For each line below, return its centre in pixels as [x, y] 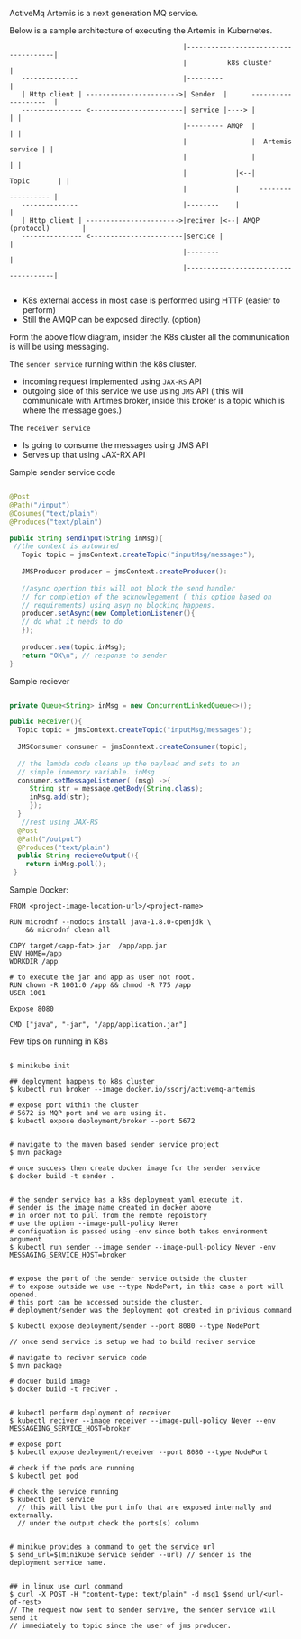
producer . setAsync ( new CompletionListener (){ [108, 613]
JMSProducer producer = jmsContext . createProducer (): [124, 572]
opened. [24, 1295]
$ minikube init [40, 1066]
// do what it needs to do [72, 622]
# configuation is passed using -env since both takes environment [139, 1232]
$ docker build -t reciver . [64, 1389]
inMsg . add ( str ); [60, 797]
